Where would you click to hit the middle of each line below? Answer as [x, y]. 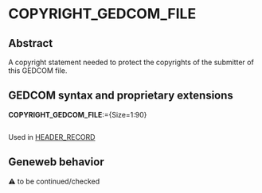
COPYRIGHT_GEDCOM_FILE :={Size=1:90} [78, 114]
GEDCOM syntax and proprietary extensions [121, 96]
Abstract [31, 43]
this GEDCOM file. [38, 71]
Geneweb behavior [57, 162]
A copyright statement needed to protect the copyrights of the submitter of [131, 62]
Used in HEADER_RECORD [52, 137]
